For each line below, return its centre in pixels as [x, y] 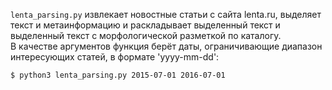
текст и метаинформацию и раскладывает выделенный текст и [145, 25]
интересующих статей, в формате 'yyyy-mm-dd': [115, 57]
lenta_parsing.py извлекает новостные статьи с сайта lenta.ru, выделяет [166, 14]
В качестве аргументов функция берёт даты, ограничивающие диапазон [166, 46]
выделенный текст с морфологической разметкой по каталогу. [146, 35]
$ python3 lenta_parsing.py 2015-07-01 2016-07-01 [118, 75]
